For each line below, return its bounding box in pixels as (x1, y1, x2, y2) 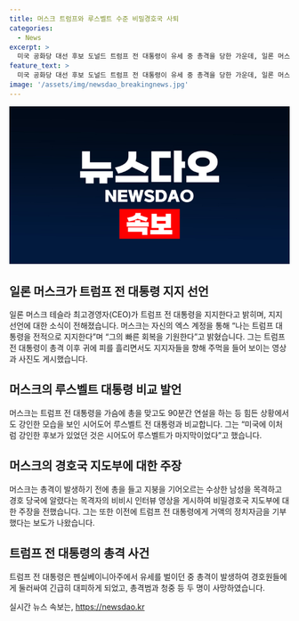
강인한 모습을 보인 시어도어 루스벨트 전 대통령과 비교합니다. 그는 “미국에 (18, 419, 267, 429)
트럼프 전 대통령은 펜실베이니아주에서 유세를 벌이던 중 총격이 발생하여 (9, 571, 249, 582)
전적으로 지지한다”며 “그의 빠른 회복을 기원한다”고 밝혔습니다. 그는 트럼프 (32, 331, 286, 342)
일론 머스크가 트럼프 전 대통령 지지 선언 (9, 283, 209, 298)
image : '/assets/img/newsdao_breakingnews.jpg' (9, 80, 190, 89)
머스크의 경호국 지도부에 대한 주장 (9, 459, 182, 474)
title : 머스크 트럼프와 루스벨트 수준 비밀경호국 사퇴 (9, 14, 180, 23)
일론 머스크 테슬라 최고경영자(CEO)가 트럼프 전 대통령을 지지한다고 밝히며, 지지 (9, 309, 283, 320)
